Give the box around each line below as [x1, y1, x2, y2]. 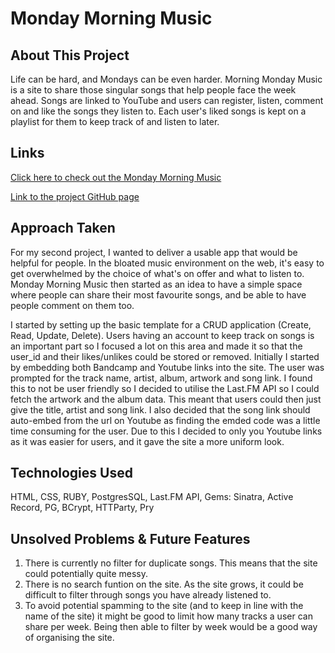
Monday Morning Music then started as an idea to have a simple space [10, 278, 303, 290]
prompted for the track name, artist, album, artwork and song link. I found [10, 372, 313, 384]
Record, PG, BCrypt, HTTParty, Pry [10, 502, 155, 514]
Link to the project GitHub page [10, 190, 140, 202]
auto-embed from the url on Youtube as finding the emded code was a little [10, 414, 321, 426]
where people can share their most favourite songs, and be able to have [10, 288, 307, 301]
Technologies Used [10, 465, 133, 482]
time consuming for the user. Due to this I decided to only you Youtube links [10, 425, 323, 437]
